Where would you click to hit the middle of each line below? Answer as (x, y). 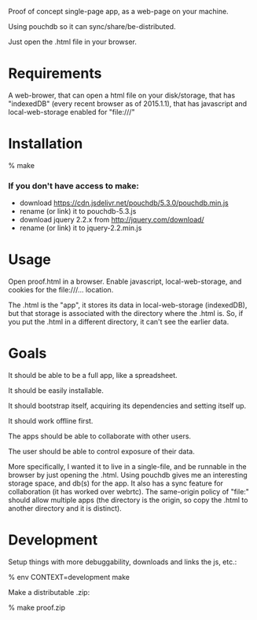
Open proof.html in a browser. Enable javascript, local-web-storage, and (125, 281)
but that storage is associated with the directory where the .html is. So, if (126, 314)
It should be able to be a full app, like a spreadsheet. (93, 376)
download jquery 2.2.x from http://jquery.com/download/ (112, 220)
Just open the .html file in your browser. (73, 42)
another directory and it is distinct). (65, 508)
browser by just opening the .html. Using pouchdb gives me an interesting (128, 475)
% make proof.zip (37, 607)
